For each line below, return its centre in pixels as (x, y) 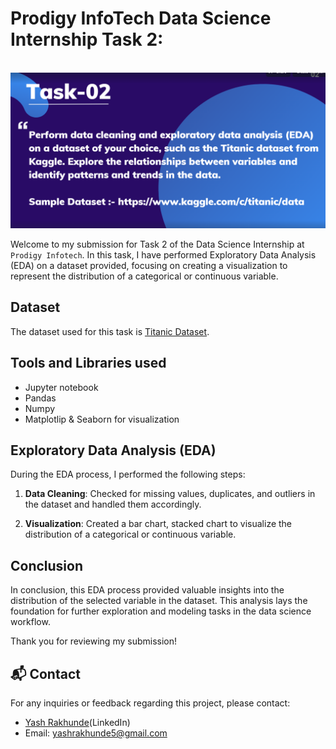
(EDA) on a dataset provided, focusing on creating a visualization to (149, 265)
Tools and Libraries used (88, 363)
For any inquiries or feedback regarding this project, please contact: (150, 703)
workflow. (30, 622)
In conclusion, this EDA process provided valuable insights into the (147, 590)
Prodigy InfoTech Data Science (141, 18)
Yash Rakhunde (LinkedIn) (77, 723)
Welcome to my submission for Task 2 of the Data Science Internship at (157, 244)
